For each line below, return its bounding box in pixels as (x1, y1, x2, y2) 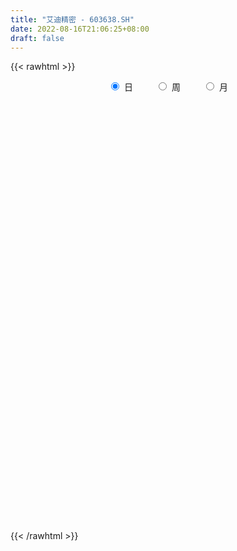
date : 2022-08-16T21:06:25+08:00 (10, 24, 150, 34)
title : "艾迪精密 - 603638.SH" (10, 14, 135, 25)
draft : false (10, 33, 65, 43)
